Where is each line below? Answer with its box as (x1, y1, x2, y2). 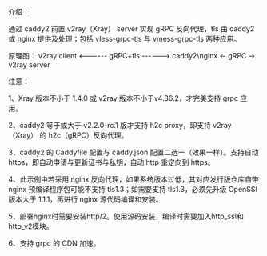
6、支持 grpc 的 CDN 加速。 (8, 238, 101, 248)
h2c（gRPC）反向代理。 (48, 130, 129, 140)
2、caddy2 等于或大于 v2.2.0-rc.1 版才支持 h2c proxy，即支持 (8, 121, 212, 130)
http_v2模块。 (8, 222, 54, 230)
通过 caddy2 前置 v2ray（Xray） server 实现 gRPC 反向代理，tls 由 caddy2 (8, 24, 255, 34)
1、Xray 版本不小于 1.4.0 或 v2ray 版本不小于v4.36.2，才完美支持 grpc (8, 94, 238, 102)
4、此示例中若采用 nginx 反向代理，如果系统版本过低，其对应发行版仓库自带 (8, 174, 260, 184)
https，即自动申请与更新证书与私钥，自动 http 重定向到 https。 (8, 158, 215, 166)
